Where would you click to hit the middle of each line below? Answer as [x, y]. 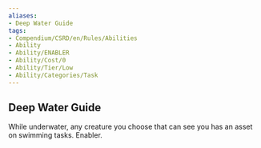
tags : [17, 30]
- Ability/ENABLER [39, 53]
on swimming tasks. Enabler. [55, 135]
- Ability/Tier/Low [41, 68]
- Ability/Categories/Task [53, 75]
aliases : [23, 16]
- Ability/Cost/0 [37, 61]
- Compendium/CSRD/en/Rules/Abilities [73, 38]
